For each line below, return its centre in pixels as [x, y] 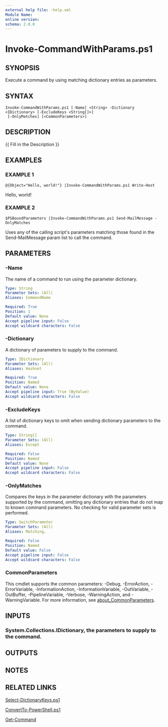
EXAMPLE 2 [20, 207]
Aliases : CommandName [28, 298]
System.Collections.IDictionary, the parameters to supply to [80, 631]
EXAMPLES [24, 160]
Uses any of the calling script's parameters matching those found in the [80, 232]
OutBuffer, [16, 595]
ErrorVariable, [20, 589]
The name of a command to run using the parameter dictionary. [71, 279]
